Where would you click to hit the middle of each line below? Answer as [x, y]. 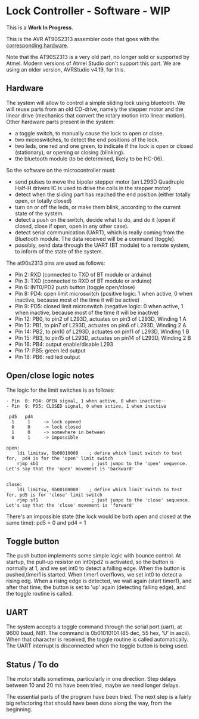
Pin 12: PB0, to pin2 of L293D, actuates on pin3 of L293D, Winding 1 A [100, 319]
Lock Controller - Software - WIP [88, 11]
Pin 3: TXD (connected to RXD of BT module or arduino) [83, 281]
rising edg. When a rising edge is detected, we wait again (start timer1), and [99, 581]
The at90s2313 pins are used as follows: [56, 263]
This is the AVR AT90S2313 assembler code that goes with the [83, 39]
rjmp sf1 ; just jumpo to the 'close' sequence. [104, 500]
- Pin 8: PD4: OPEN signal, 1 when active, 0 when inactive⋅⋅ [86, 401]
